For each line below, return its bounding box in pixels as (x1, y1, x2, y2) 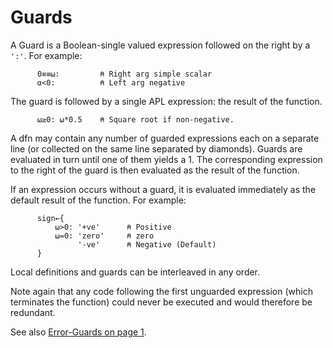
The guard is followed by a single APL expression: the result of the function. (10, 95, 323, 107)
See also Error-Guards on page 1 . (10, 326, 147, 338)
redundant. (10, 306, 56, 318)
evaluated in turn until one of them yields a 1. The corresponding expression (10, 153, 323, 165)
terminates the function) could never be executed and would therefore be (10, 296, 313, 308)
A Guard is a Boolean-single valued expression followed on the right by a (10, 39, 311, 51)
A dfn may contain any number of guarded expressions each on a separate (10, 132, 320, 144)
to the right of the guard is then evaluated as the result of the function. (10, 164, 300, 176)
